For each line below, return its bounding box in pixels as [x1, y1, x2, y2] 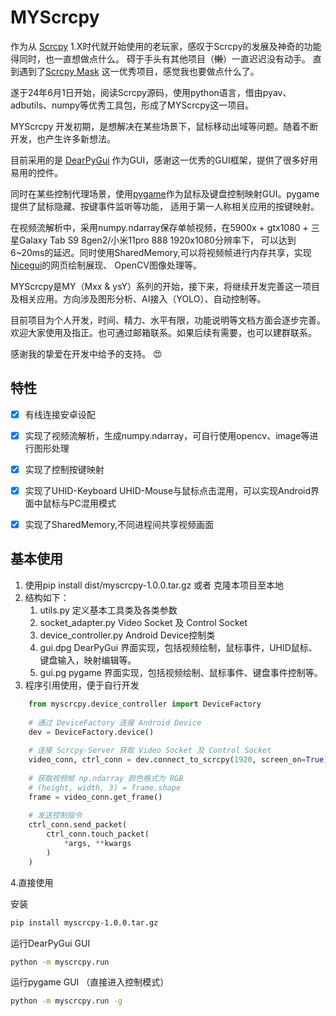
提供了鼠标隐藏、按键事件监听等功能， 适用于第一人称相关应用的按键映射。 [10, 200, 320, 212]
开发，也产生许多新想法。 [10, 132, 116, 145]
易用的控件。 [10, 166, 63, 178]
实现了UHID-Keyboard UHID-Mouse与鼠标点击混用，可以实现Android [24, 484, 311, 496]
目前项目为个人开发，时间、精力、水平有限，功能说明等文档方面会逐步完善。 [10, 314, 326, 326]
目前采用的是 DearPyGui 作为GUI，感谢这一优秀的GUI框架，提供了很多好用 [10, 154, 318, 166]
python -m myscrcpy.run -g [10, 996, 123, 1006]
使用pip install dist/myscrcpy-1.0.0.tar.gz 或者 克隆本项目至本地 [24, 579, 285, 591]
